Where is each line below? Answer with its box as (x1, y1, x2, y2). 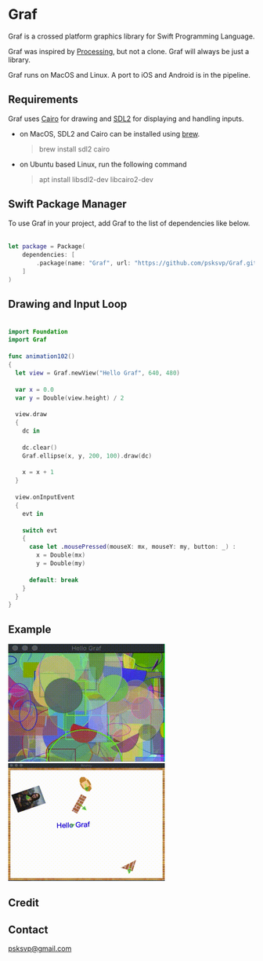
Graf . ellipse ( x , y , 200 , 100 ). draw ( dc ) (22, 451, 153, 460)
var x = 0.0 (15, 385, 55, 393)
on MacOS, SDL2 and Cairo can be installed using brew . (19, 129, 200, 138)
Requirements (8, 93, 78, 107)
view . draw (15, 411, 47, 418)
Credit (8, 897, 39, 910)
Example (8, 623, 52, 636)
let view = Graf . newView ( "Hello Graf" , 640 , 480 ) (15, 369, 180, 377)
